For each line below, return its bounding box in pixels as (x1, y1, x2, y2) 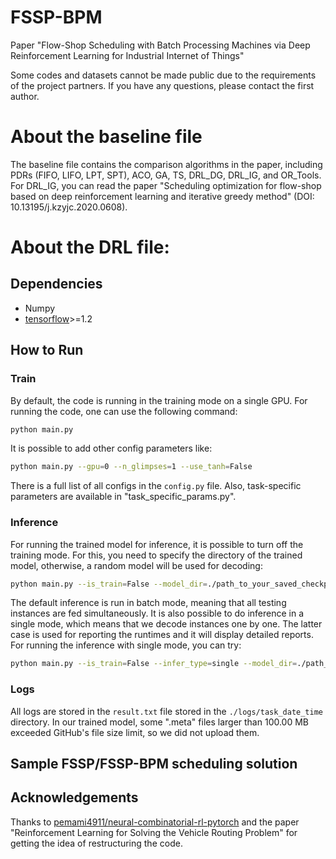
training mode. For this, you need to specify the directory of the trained (10, 549, 303, 561)
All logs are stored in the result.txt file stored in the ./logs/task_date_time (10, 705, 324, 717)
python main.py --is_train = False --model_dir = (10, 579, 208, 589)
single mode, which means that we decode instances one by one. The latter (10, 618, 323, 630)
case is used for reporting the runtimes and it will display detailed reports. (10, 629, 314, 641)
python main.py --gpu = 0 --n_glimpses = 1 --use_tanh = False (10, 462, 253, 472)
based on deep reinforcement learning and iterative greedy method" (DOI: (10, 190, 315, 202)
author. (10, 90, 40, 102)
